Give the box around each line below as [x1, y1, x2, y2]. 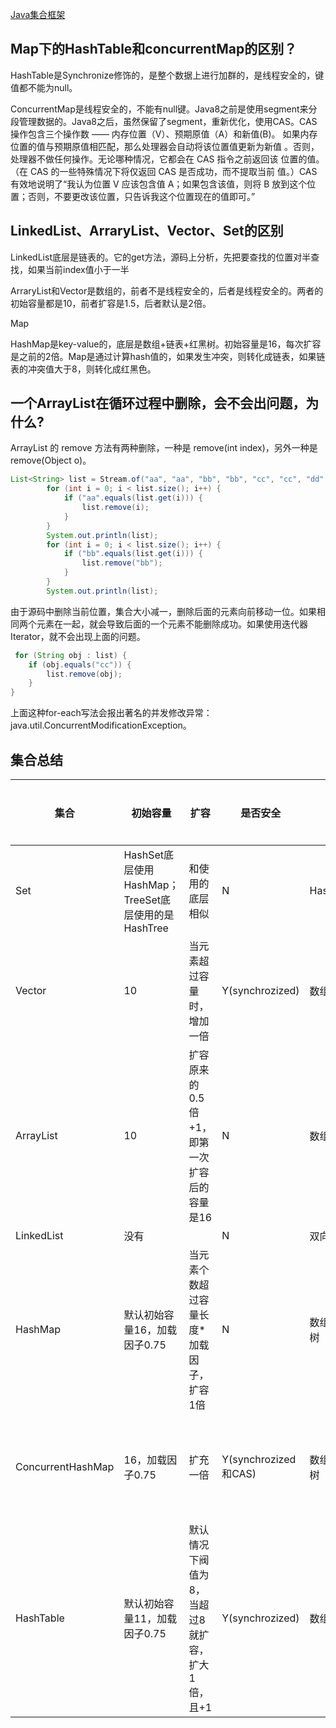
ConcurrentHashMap [15, 1460, 115, 1473]
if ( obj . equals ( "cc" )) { [28, 659, 132, 670]
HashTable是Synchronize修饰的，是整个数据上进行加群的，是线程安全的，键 [10, 69, 325, 81]
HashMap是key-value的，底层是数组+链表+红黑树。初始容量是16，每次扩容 [10, 338, 322, 350]
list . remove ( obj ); [46, 669, 123, 679]
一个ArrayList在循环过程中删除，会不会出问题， [10, 395, 307, 412]
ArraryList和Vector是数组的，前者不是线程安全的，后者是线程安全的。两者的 [10, 284, 324, 297]
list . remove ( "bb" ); [81, 558, 163, 568]
